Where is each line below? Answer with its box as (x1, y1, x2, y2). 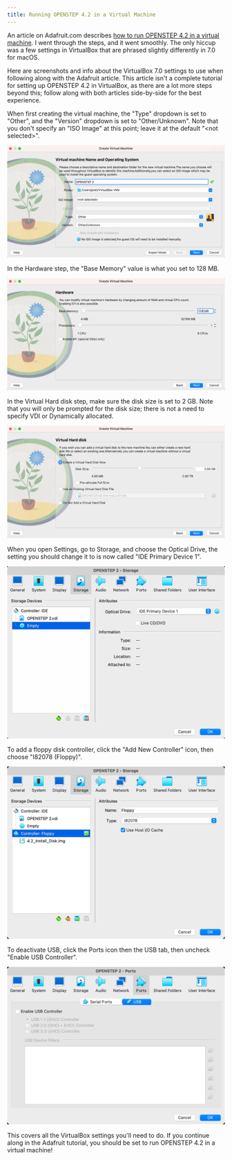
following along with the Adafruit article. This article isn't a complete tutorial (7, 73, 222, 82)
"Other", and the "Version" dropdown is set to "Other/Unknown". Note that (7, 116, 219, 125)
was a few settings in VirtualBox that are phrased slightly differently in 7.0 (7, 46, 216, 54)
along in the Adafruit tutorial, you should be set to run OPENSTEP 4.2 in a (7, 1139, 215, 1147)
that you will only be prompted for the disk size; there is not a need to (7, 405, 205, 413)
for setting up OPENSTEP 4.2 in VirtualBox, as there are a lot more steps (7, 81, 213, 89)
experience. (7, 96, 41, 104)
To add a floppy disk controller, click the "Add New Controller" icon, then (7, 745, 214, 754)
